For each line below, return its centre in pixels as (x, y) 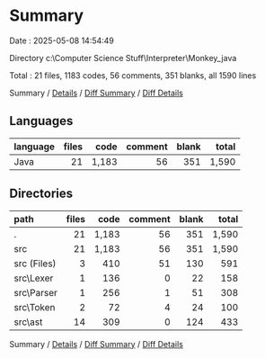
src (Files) (35, 264)
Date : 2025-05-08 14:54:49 (62, 40)
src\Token (35, 307)
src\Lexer (34, 278)
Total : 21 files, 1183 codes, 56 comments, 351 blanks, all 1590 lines (133, 75)
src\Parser (36, 292)
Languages (41, 121)
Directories (41, 194)
